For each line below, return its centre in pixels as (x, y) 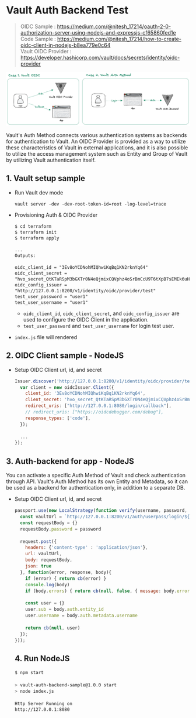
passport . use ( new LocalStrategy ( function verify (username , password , (101, 511)
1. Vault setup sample (46, 178)
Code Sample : (38, 39)
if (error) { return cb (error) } (66, 578)
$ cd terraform (33, 226)
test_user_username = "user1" (51, 302)
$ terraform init (36, 232)
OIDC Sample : (38, 26)
